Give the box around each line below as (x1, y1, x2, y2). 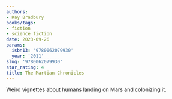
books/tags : (6, 20, 36, 26)
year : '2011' (11, 53, 44, 59)
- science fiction (6, 31, 52, 37)
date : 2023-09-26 (6, 36, 50, 42)
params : (6, 42, 26, 48)
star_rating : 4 (6, 64, 44, 70)
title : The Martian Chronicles (6, 70, 85, 76)
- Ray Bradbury (6, 14, 44, 20)
